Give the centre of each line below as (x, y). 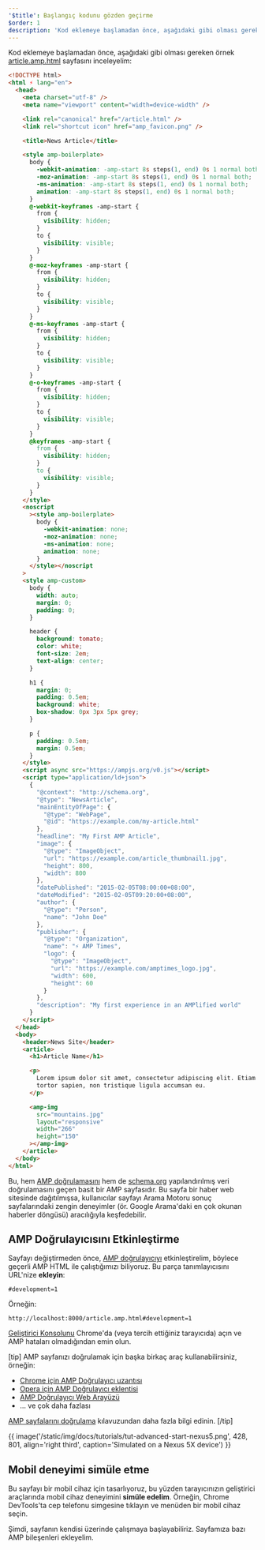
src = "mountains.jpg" (70, 1114)
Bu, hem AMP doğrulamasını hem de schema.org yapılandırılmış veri (119, 1180)
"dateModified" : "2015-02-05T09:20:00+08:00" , (114, 895)
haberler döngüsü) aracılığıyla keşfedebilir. (77, 1214)
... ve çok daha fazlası (55, 1406)
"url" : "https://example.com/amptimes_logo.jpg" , (133, 968)
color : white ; (60, 647)
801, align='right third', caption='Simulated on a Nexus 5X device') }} (119, 1445)
